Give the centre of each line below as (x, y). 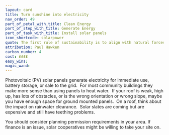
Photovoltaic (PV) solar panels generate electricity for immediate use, (77, 80)
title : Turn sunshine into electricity (47, 15)
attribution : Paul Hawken (32, 47)
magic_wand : (18, 66)
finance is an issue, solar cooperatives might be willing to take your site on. (83, 127)
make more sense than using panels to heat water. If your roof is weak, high (84, 91)
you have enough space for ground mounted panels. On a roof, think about (83, 101)
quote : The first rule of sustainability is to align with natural (77, 43)
